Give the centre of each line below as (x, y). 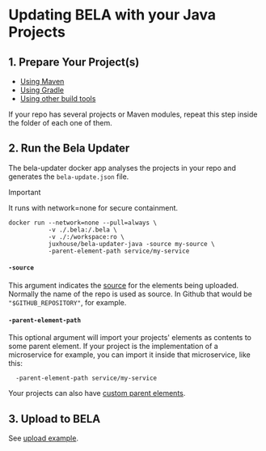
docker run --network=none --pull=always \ (83, 223)
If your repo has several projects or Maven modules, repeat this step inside (133, 114)
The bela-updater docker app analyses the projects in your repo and (122, 168)
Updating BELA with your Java (112, 15)
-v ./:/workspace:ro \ (87, 236)
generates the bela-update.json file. (69, 177)
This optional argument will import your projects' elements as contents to (130, 338)
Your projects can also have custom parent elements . (97, 394)
